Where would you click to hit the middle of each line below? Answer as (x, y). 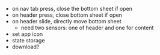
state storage (28, 40)
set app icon (27, 34)
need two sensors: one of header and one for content (87, 27)
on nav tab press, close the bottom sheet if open (72, 9)
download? (26, 47)
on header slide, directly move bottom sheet (66, 21)
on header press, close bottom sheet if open (67, 15)
